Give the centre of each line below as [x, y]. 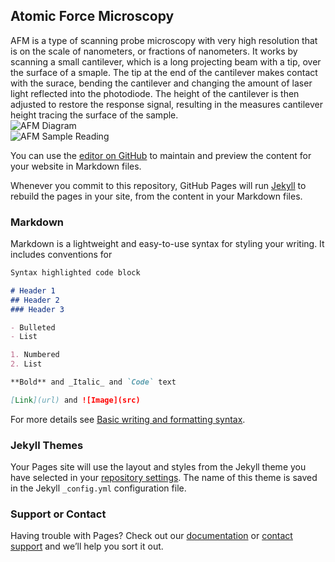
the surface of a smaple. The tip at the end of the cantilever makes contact [164, 72]
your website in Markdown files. [76, 166]
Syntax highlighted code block [75, 273]
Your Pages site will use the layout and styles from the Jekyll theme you [158, 467]
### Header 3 [37, 309]
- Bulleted [33, 327]
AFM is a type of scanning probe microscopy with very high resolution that [164, 40]
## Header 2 [35, 300]
